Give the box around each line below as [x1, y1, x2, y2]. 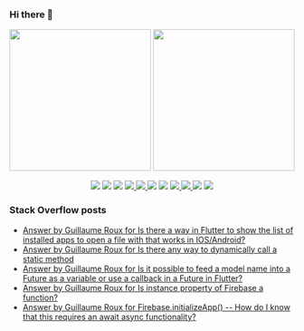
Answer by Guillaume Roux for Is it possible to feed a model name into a [22, 263, 291, 274]
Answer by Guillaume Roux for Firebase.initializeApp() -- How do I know [22, 301, 291, 312]
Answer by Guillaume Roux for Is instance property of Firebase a [22, 282, 264, 293]
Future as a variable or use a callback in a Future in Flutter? [22, 272, 242, 284]
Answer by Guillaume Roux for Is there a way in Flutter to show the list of [22, 224, 294, 235]
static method [22, 253, 74, 264]
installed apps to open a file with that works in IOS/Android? [22, 234, 246, 245]
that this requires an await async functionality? [22, 311, 196, 322]
